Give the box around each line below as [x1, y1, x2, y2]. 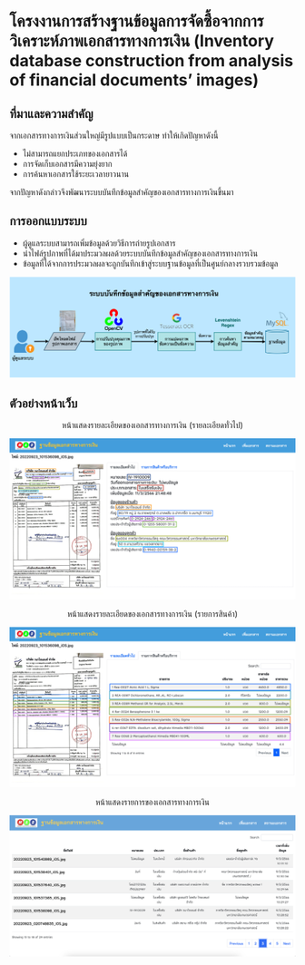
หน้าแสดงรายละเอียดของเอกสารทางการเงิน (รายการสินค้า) [66, 608, 239, 619]
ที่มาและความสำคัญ [9, 106, 93, 122]
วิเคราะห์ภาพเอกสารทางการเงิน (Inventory [9, 31, 275, 52]
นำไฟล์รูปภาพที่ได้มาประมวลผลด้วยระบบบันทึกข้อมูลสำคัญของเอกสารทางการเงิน [22, 248, 259, 258]
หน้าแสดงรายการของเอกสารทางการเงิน [94, 796, 211, 808]
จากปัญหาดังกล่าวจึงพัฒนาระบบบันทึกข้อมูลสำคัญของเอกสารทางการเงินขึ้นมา [9, 187, 234, 197]
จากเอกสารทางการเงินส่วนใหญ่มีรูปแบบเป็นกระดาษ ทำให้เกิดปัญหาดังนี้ [9, 130, 219, 141]
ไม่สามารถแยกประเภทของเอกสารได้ [22, 148, 128, 159]
